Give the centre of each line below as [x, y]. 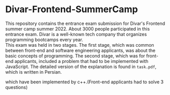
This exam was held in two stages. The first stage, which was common [80, 45]
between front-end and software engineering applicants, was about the [80, 50]
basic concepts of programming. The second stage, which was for [75, 56]
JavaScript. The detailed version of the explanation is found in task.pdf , [81, 67]
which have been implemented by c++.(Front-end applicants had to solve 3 [84, 82]
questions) [17, 87]
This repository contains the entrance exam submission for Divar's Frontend [85, 23]
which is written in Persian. [34, 72]
